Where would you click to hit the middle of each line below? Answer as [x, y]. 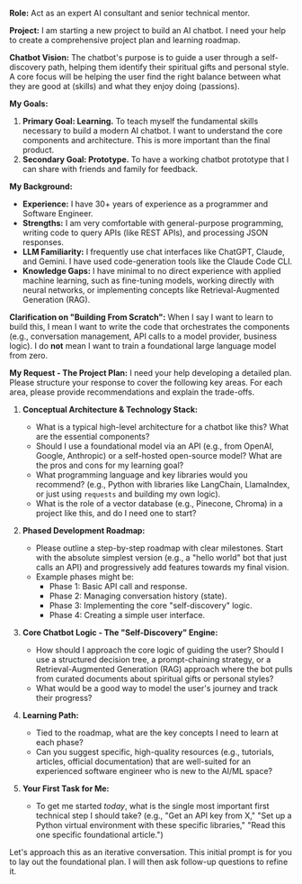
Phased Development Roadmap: [84, 530]
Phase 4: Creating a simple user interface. [127, 615]
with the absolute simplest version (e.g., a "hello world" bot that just [161, 557]
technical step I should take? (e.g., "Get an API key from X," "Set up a [164, 816]
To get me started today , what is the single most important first [152, 806]
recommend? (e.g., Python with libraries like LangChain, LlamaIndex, [163, 484]
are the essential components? [93, 437]
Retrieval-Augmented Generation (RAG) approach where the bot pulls [164, 669]
